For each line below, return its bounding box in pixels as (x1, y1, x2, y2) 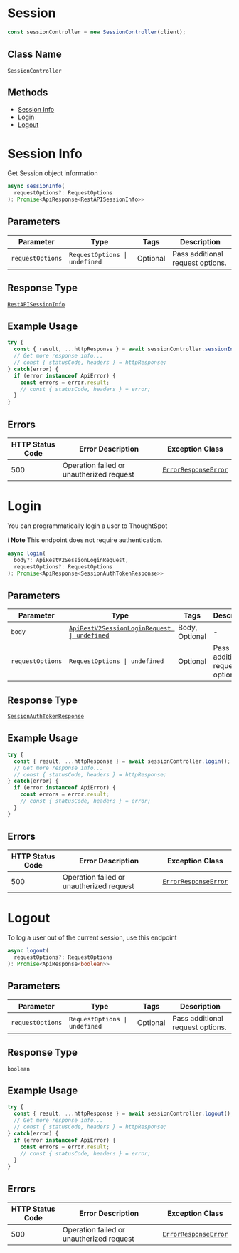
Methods (7, 87, 48, 99)
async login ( (7, 550, 46, 557)
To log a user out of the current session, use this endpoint (7, 933, 177, 942)
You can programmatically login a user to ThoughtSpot (7, 521, 168, 530)
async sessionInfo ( (7, 183, 65, 190)
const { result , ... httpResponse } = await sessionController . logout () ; (14, 1110, 234, 1118)
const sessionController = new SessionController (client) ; (7, 28, 186, 36)
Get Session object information (7, 169, 98, 177)
